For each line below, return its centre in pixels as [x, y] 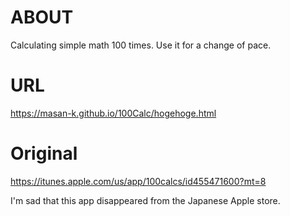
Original [44, 153]
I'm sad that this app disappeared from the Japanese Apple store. [145, 200]
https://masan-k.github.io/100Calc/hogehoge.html [113, 113]
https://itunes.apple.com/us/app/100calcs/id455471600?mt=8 [138, 181]
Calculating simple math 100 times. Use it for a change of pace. [141, 45]
